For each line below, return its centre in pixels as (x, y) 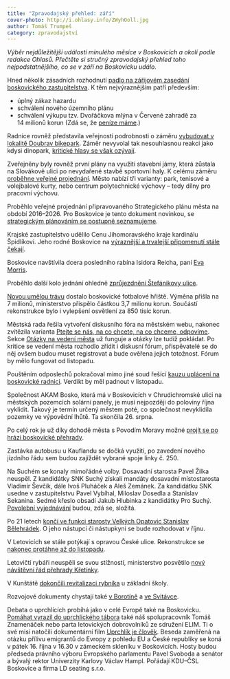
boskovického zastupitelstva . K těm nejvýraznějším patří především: (103, 87)
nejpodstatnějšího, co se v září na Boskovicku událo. (82, 67)
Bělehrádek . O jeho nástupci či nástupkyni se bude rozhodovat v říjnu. (106, 529)
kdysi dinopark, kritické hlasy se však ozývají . (72, 151)
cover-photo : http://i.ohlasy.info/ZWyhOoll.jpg (78, 20)
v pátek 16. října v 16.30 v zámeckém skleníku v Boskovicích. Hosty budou (112, 647)
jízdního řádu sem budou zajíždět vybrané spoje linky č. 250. (93, 458)
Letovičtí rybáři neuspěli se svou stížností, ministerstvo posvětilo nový (106, 563)
